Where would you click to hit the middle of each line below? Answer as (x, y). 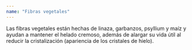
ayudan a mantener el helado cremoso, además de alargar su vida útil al (94, 34)
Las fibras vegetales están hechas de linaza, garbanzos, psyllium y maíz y (96, 28)
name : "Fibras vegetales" (38, 11)
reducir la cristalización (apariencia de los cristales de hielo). (80, 41)
